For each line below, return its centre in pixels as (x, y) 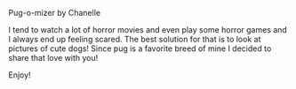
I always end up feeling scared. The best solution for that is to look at (135, 39)
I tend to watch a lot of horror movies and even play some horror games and (148, 30)
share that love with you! (53, 58)
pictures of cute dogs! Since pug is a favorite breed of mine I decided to (140, 48)
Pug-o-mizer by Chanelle (55, 13)
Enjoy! (20, 75)
